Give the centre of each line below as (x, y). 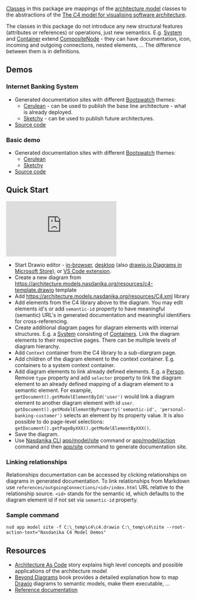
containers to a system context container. (65, 365)
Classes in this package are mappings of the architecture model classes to (96, 9)
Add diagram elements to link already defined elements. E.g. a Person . (100, 371)
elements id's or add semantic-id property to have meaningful (90, 309)
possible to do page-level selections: (59, 421)
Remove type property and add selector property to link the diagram (98, 378)
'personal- (173, 410)
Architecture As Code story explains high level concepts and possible (99, 565)
